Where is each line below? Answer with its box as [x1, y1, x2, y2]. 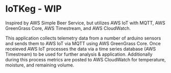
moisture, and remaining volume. [5, 62, 75, 68]
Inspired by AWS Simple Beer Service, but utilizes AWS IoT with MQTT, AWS [5, 20, 166, 26]
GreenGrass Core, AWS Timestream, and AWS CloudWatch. [5, 25, 131, 31]
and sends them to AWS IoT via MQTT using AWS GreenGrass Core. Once [5, 40, 161, 46]
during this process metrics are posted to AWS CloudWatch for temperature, [5, 56, 166, 62]
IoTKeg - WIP [5, 3, 62, 15]
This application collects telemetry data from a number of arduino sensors [5, 35, 161, 41]
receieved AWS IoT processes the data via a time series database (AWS [5, 46, 156, 52]
